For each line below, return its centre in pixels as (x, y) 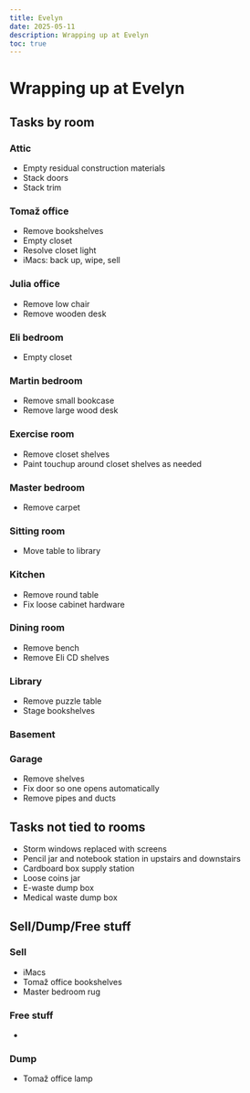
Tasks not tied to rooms (78, 827)
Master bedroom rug (61, 992)
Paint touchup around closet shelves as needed (112, 463)
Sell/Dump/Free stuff (70, 926)
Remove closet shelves (66, 454)
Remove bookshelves (63, 231)
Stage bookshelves (59, 711)
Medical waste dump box (70, 897)
